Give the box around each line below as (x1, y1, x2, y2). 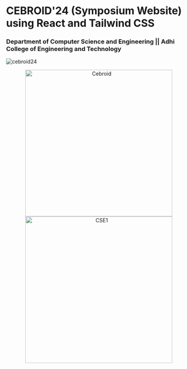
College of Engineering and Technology (6, 45, 122, 53)
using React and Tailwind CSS (6, 16, 155, 30)
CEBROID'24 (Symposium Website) (6, 4, 182, 18)
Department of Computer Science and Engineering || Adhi (6, 38, 175, 46)
